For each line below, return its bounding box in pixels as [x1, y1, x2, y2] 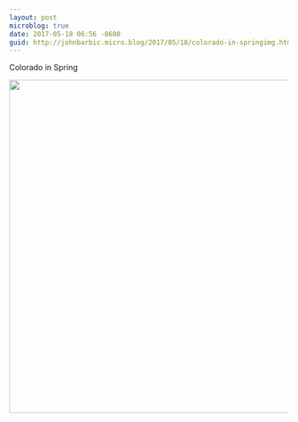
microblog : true [9, 21, 69, 30]
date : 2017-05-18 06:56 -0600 [9, 29, 122, 38]
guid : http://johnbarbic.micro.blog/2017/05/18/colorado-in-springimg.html [9, 37, 295, 47]
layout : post [9, 12, 58, 22]
